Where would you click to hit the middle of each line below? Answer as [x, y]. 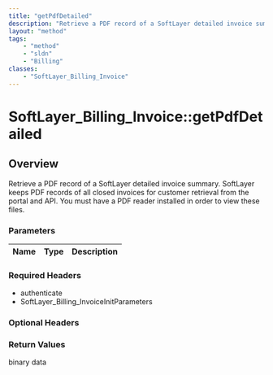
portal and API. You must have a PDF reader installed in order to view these [134, 201]
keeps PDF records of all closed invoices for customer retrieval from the [129, 192]
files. [17, 209]
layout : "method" [38, 31]
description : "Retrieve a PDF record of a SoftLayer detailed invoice [130, 24]
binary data [28, 362]
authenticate [41, 293]
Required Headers [45, 275]
